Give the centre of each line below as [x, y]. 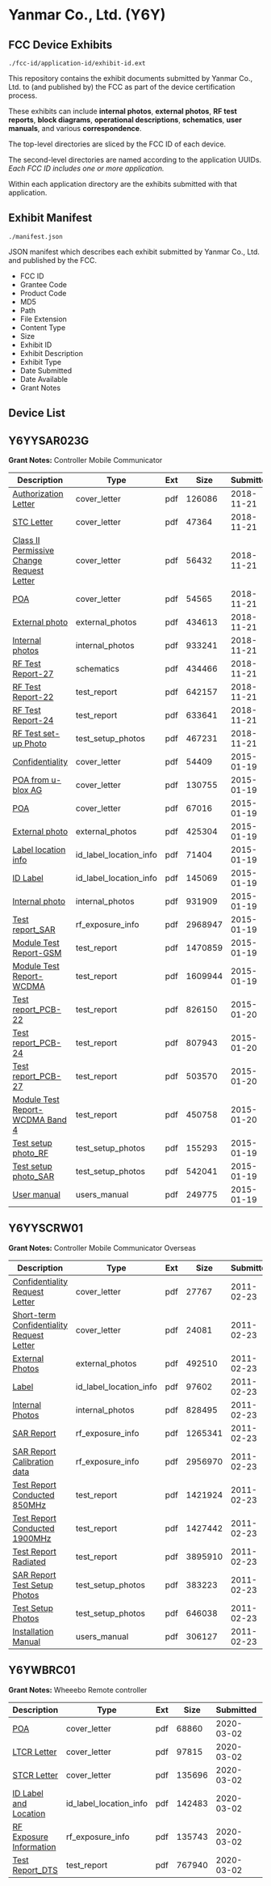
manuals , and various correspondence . [75, 128]
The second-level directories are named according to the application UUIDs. [135, 160]
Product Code [43, 293]
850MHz [29, 1505]
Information [34, 1846]
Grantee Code [43, 284]
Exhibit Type [41, 362]
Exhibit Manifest [50, 218]
